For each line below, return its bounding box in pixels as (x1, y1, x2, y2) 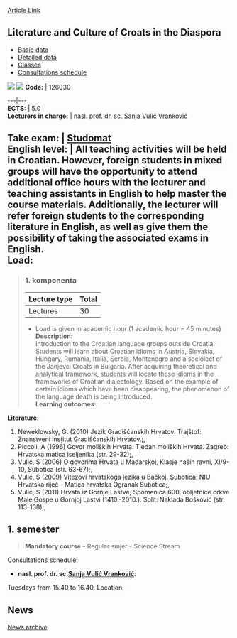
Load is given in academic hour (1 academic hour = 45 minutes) (35, 324, 221, 332)
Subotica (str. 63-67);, (27, 465, 93, 473)
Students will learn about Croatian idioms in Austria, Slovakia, (35, 347, 215, 355)
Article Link (7, 6, 40, 14)
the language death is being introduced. (35, 392, 153, 401)
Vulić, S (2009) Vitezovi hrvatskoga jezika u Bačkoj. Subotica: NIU (17, 472, 211, 481)
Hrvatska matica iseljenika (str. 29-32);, (17, 450, 133, 458)
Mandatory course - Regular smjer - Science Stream (24, 542, 180, 551)
